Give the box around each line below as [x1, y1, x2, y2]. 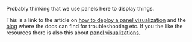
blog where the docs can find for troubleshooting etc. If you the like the [6, 23, 183, 30]
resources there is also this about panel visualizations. [6, 29, 141, 36]
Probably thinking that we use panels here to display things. [6, 5, 155, 12]
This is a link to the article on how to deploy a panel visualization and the [6, 17, 187, 23]
